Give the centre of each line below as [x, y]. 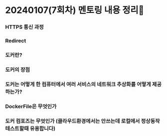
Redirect [16, 41]
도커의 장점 [18, 69]
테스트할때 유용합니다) [30, 129]
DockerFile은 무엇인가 [31, 106]
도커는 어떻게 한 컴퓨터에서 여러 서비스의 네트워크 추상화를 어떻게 [78, 84]
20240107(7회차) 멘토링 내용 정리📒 [75, 10]
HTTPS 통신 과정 [24, 27]
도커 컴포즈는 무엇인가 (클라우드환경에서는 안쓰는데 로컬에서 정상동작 [83, 121]
